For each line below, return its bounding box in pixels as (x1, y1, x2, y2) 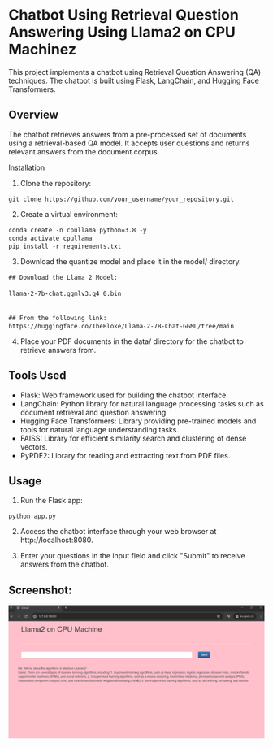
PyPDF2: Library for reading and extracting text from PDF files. (19, 450, 231, 460)
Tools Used (8, 368, 67, 383)
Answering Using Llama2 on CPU (8, 23, 236, 41)
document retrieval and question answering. (19, 407, 168, 417)
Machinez (8, 41, 77, 59)
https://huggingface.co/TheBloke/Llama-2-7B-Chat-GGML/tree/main (8, 322, 234, 330)
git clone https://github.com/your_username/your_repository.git (8, 195, 234, 203)
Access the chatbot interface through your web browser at (19, 527, 217, 536)
